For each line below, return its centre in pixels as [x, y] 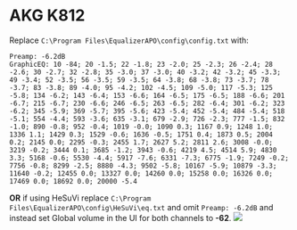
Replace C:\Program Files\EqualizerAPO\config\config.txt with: [129, 40]
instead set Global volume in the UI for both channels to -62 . [120, 218]
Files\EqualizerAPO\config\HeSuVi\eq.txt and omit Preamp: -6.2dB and [141, 207]
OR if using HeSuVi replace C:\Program [80, 198]
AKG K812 [47, 16]
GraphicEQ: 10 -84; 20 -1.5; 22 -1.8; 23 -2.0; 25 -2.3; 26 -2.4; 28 [141, 64]
